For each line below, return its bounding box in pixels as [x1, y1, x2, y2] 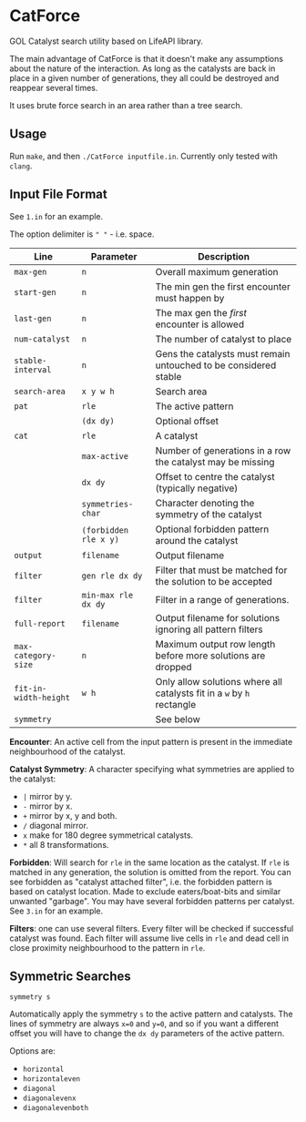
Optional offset [155, 414, 219, 427]
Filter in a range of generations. [155, 593, 290, 606]
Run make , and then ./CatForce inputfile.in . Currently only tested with [9, 150, 278, 161]
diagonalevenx [22, 1094, 76, 1103]
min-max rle [81, 589, 134, 600]
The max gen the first [155, 306, 248, 319]
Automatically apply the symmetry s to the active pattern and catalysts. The [9, 1008, 293, 1020]
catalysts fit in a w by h [155, 687, 250, 699]
